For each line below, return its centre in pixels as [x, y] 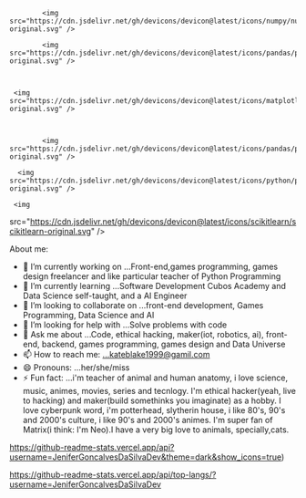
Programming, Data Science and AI [88, 315]
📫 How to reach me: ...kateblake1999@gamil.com [116, 354]
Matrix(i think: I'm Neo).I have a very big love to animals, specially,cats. [156, 430]
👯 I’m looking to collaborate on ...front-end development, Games [143, 305]
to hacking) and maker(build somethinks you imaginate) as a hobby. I [152, 400]
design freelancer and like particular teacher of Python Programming [152, 276]
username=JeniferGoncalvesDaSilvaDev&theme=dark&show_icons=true [146, 457]
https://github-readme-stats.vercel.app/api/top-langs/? [113, 475]
